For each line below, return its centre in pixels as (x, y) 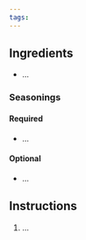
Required (26, 118)
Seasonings (35, 97)
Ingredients (41, 54)
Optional (25, 159)
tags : (19, 17)
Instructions (43, 206)
